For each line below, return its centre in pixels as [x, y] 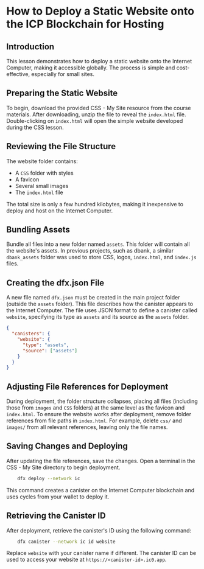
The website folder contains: [42, 161]
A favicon [27, 179]
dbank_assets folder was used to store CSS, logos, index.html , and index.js [101, 257]
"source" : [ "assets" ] [50, 351]
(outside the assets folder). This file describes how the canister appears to [100, 304]
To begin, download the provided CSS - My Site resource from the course [99, 108]
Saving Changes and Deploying [67, 446]
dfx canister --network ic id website [66, 542]
